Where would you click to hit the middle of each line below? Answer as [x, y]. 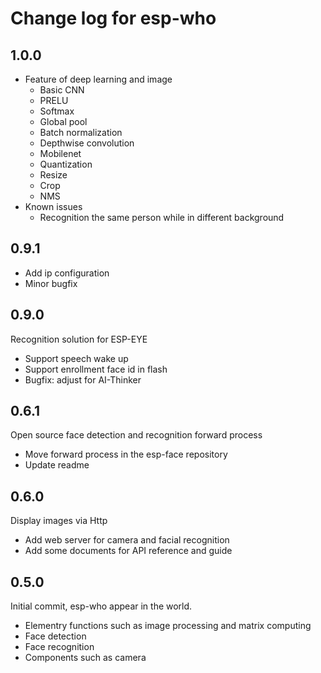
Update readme [57, 465]
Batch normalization [81, 132]
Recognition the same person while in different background [162, 217]
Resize [53, 175]
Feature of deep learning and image [98, 79]
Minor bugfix [51, 283]
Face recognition [59, 647]
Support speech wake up [76, 358]
